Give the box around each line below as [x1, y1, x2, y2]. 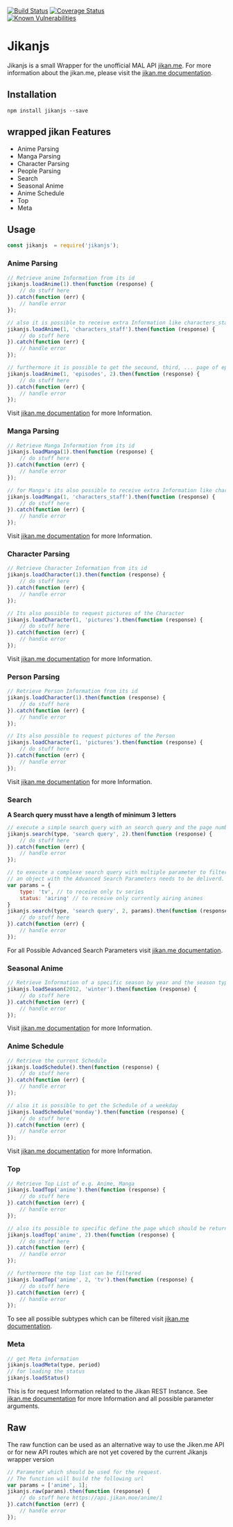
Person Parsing [7, 671, 60, 681]
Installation [7, 89, 57, 101]
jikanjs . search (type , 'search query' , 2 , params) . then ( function [7, 908, 197, 915]
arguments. [7, 1402, 40, 1410]
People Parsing [17, 167, 61, 175]
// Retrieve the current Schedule [7, 1057, 107, 1064]
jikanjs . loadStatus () [7, 1375, 70, 1382]
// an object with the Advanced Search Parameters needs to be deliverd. [7, 876, 225, 883]
